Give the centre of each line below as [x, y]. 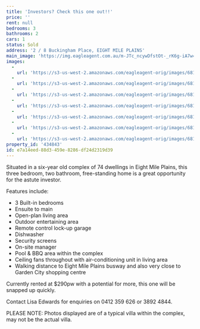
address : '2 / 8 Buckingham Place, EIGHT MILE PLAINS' [76, 51]
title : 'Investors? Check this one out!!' [60, 12]
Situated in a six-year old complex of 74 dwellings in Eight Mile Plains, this [97, 167]
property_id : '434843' [34, 144]
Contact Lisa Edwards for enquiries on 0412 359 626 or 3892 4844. [89, 302]
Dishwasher [29, 234]
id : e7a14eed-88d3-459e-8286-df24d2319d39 [60, 150]
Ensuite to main [34, 209]
